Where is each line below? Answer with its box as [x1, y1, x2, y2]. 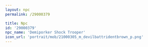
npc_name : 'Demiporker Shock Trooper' [5, 30, 86, 35]
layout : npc [5, 7, 30, 12]
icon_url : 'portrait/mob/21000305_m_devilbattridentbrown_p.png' [5, 35, 144, 40]
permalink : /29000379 [5, 12, 50, 17]
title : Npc [5, 21, 28, 26]
